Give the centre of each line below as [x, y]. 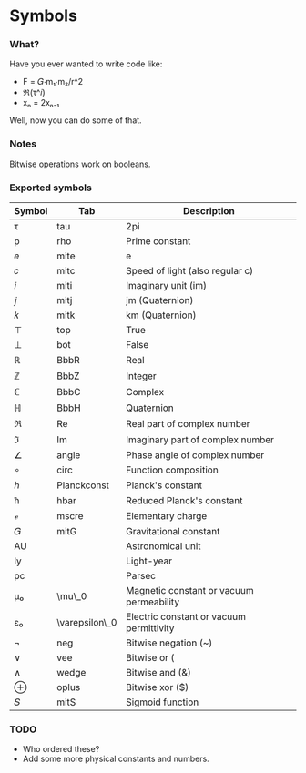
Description [209, 211]
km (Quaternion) [161, 315]
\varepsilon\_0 [87, 623]
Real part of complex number [188, 424]
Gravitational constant [173, 532]
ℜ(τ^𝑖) [34, 93]
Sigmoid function [163, 702]
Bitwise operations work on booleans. [80, 164]
